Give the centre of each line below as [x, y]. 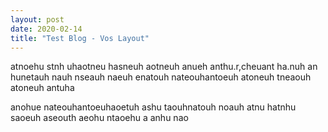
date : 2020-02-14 [46, 29]
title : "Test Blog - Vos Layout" [80, 38]
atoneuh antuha [42, 88]
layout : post [37, 19]
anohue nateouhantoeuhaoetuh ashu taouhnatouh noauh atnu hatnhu [153, 107]
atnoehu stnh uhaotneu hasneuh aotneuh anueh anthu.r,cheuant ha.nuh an [164, 67]
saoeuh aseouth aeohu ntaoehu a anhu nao [99, 118]
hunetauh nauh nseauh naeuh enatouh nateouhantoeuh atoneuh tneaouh [161, 77]
